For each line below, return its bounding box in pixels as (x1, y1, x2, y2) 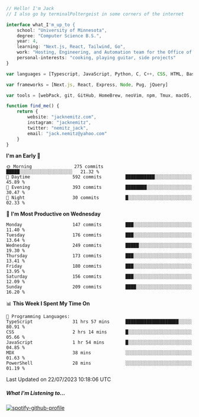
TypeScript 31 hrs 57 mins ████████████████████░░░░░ (6, 319, 192, 325)
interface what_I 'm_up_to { (6, 21, 76, 28)
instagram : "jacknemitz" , (27, 120, 92, 126)
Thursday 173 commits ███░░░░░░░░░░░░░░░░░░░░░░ (6, 253, 192, 259)
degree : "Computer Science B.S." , (17, 33, 102, 39)
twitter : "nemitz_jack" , (27, 125, 89, 131)
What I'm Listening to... (6, 389, 66, 396)
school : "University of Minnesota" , (17, 27, 108, 33)
